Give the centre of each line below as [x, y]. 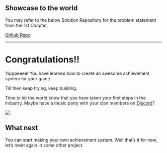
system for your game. [28, 78]
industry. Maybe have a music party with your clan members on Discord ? [80, 103]
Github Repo [18, 35]
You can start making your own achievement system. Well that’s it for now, [81, 140]
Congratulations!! [42, 59]
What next [22, 128]
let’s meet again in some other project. [44, 145]
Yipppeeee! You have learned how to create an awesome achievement [77, 73]
